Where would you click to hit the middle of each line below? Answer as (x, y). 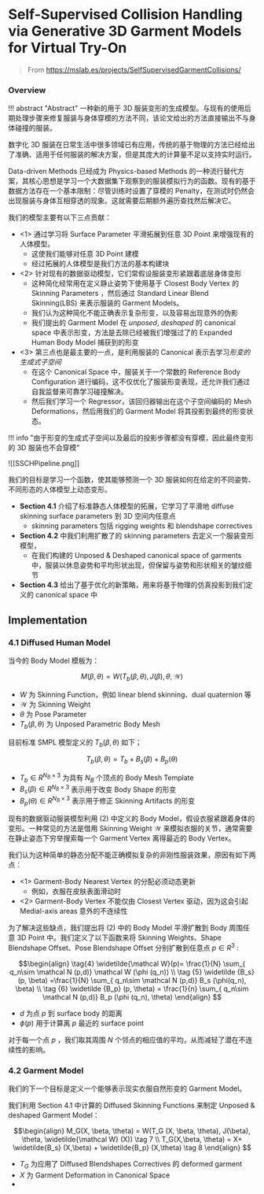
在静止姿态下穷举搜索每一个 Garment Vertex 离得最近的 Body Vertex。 (122, 838)
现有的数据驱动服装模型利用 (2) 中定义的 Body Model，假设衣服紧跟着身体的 (132, 819)
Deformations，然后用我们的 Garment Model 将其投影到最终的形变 (139, 412)
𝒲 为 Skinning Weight (55, 704)
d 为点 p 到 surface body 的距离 (71, 1014)
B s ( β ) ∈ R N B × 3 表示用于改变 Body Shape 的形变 (98, 789)
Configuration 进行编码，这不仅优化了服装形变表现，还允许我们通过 (140, 382)
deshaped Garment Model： (54, 1115)
